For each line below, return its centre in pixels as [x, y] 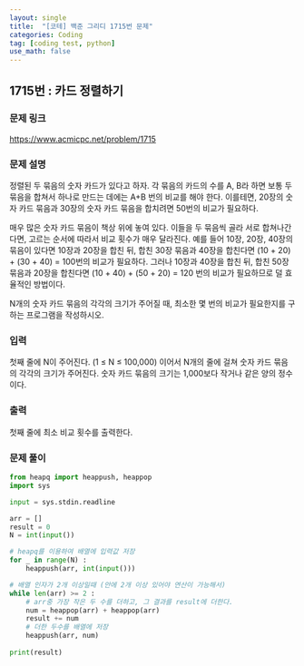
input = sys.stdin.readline [63, 502]
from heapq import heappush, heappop [81, 477]
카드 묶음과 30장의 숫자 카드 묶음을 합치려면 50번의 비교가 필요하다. [138, 209]
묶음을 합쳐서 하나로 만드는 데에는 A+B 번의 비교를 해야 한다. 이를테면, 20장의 [147, 197]
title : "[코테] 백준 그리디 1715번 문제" [81, 26]
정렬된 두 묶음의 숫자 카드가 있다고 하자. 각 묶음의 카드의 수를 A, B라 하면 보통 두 [151, 186]
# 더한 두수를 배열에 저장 [67, 627]
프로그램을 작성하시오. [65, 315]
